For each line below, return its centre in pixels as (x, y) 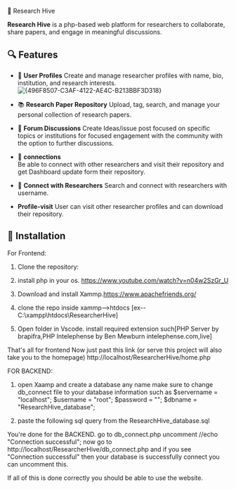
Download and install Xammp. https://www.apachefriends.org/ (107, 294)
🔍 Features (33, 55)
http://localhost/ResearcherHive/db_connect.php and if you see (99, 449)
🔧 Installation (37, 236)
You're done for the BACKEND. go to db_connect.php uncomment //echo (113, 434)
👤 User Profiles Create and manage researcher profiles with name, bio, (120, 75)
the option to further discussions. (66, 143)
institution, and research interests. (67, 83)
